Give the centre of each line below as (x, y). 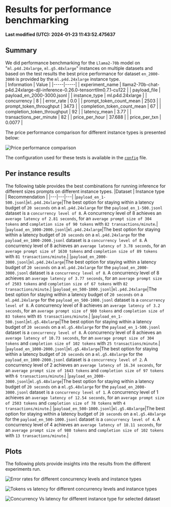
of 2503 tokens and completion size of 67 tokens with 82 (67, 283)
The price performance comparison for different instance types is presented (86, 132)
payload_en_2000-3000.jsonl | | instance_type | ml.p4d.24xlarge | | (76, 95)
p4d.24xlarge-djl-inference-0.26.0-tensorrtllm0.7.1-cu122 (66, 90)
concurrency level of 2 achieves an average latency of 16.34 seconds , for (83, 365)
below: (12, 138)
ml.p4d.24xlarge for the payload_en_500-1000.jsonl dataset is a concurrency (85, 300)
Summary (21, 50)
